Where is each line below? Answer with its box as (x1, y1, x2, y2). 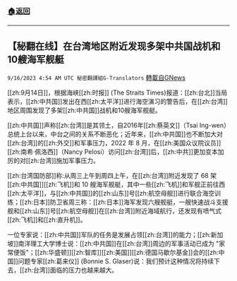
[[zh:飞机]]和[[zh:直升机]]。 (7, 215, 87, 224)
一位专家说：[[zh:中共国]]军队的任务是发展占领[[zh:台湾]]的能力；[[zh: (7, 231, 212, 239)
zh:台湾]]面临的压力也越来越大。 (24, 266, 119, 275)
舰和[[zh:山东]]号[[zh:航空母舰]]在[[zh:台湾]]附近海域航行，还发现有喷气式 (7, 207, 222, 215)
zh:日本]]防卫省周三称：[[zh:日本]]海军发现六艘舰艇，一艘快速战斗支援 (24, 198, 229, 206)
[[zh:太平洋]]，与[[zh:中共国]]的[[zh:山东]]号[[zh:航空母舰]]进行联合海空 (7, 189, 215, 198)
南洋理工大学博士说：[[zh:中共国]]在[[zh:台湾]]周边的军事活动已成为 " (18, 239, 219, 248)
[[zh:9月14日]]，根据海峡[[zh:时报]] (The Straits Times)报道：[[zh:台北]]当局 (7, 88, 228, 97)
